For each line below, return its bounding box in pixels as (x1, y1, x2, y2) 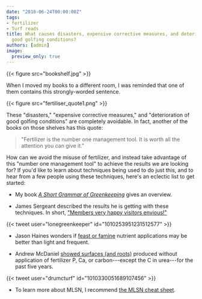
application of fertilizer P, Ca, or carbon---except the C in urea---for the (14, 256, 194, 264)
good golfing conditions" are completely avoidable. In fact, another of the (6, 118, 188, 125)
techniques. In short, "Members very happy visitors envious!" (14, 208, 167, 216)
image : (6, 48, 23, 54)
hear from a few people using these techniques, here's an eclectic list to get (6, 172, 195, 180)
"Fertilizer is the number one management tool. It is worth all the (20, 136, 180, 143)
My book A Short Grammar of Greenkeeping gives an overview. (14, 190, 173, 198)
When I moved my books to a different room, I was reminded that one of (6, 82, 185, 89)
